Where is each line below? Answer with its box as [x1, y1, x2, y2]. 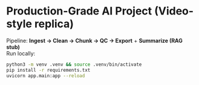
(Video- [154, 4, 194, 18]
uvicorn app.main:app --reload [6, 72, 85, 79]
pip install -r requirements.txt [6, 67, 91, 73]
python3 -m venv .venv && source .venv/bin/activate [6, 61, 142, 68]
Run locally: [6, 49, 36, 57]
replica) [34, 17, 74, 31]
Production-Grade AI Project [6, 4, 152, 18]
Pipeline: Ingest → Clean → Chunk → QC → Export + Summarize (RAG [6, 37, 183, 44]
